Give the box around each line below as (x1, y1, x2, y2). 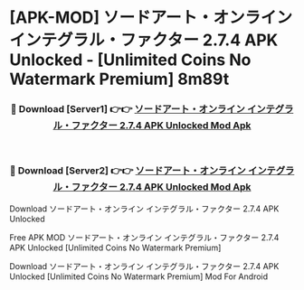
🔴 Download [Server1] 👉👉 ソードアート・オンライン (10, 103, 246, 116)
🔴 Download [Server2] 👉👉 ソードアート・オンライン (9, 164, 246, 177)
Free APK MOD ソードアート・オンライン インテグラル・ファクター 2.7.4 (9, 231, 280, 243)
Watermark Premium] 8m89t (9, 69, 230, 89)
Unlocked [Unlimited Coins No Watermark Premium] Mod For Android (9, 271, 269, 282)
